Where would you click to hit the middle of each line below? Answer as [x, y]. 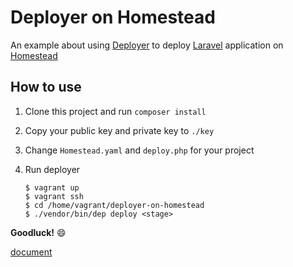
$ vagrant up [52, 187]
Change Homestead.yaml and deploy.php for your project [139, 150]
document [31, 252]
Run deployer [52, 169]
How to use [46, 87]
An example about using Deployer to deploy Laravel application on [147, 45]
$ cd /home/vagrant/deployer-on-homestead [114, 205]
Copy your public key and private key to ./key [119, 130]
